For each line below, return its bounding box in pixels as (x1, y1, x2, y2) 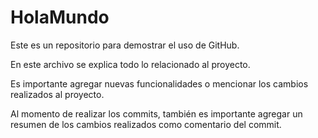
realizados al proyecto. (10, 88, 105, 100)
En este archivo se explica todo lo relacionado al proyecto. (10, 58, 251, 70)
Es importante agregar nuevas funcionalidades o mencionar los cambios (10, 77, 309, 90)
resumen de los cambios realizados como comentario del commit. (10, 118, 282, 130)
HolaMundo (10, 6, 110, 29)
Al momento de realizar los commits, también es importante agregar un (10, 107, 303, 120)
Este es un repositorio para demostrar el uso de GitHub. (10, 39, 240, 51)
